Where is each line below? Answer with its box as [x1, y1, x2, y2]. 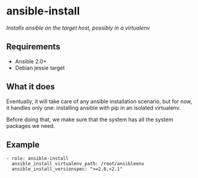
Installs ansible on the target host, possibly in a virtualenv [6, 24, 150, 31]
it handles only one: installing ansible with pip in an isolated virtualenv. [6, 104, 181, 111]
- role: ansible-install [6, 156, 69, 162]
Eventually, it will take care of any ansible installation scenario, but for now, [6, 98, 193, 105]
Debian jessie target [14, 64, 65, 71]
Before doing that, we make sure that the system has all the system [6, 116, 173, 123]
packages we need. [6, 122, 56, 129]
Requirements [6, 42, 60, 52]
